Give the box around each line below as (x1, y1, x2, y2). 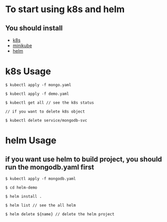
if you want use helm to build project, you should (5, 155, 162, 163)
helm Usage (5, 135, 57, 146)
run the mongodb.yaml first (5, 163, 94, 171)
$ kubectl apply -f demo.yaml (5, 91, 70, 96)
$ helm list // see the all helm (5, 203, 76, 208)
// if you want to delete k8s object (5, 109, 85, 114)
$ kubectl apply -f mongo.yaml (5, 82, 72, 87)
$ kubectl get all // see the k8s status (5, 100, 94, 105)
